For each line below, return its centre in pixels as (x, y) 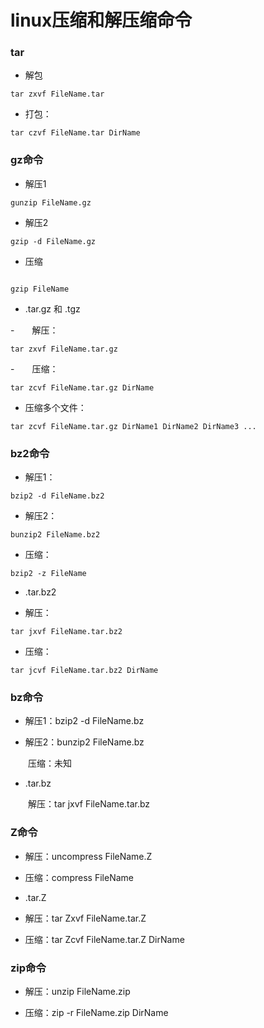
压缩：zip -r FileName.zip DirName (96, 1012)
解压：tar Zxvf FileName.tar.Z (85, 918)
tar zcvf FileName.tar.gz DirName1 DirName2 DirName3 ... (133, 426)
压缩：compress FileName (79, 877)
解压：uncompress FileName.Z (88, 856)
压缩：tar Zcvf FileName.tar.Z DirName (104, 939)
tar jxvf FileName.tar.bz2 (66, 632)
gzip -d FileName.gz (53, 241)
